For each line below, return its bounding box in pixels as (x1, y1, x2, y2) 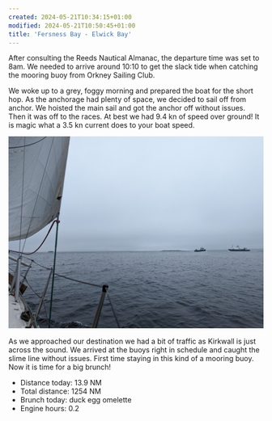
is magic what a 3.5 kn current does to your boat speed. (8, 120, 195, 130)
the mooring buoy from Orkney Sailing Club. (8, 70, 155, 80)
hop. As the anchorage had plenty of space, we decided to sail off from (8, 95, 247, 104)
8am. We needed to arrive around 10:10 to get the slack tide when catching (8, 61, 258, 72)
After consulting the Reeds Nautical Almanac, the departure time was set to (8, 53, 260, 63)
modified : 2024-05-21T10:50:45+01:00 (8, 21, 136, 30)
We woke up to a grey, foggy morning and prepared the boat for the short (8, 86, 253, 96)
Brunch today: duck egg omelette (19, 394, 132, 404)
